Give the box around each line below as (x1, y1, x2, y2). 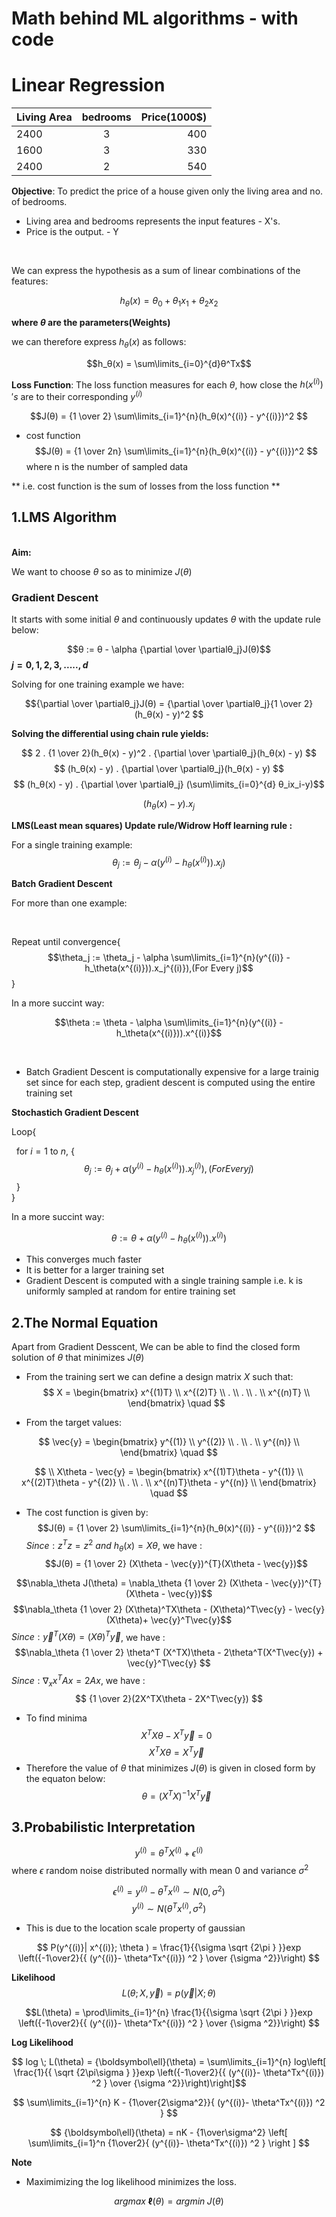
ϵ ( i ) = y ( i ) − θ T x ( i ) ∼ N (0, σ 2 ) (112, 1883, 226, 1897)
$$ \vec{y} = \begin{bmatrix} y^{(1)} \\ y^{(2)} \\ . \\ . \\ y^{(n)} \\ (38, 1436, 300, 1448)
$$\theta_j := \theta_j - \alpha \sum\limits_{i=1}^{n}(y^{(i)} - (47, 952, 291, 964)
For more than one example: (11, 897, 128, 909)
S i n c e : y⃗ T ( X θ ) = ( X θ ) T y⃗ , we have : (11, 1629, 166, 1643)
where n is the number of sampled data (25, 461, 189, 473)
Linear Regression (11, 74, 166, 97)
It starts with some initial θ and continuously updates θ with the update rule (11, 613, 321, 626)
